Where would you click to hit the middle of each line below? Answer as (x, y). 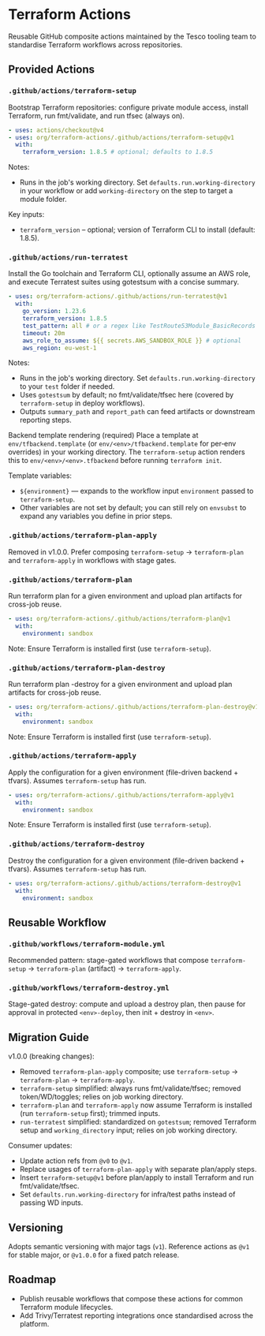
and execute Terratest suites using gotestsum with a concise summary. (123, 282)
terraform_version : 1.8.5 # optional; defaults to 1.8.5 (118, 152)
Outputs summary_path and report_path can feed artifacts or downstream (137, 412)
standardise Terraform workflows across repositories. (95, 44)
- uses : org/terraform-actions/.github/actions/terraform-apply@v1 (121, 795)
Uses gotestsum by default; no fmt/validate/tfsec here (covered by (127, 395)
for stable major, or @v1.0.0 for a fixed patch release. (94, 1255)
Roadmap (32, 1280)
